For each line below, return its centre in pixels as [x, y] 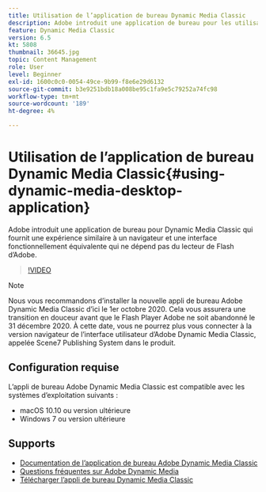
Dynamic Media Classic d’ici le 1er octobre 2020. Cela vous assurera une [127, 308]
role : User [26, 67]
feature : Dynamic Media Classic [61, 30]
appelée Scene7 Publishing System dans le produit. [92, 343]
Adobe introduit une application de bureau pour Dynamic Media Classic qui [131, 229]
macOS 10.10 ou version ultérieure [75, 410]
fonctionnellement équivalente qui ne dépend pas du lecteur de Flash [122, 246]
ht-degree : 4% [32, 112]
